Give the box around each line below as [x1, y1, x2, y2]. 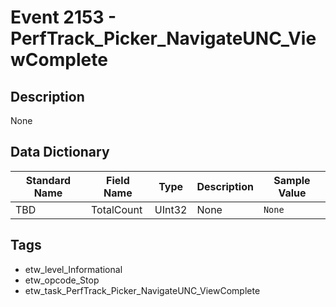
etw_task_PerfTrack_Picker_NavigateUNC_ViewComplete [24, 284, 261, 296]
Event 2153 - [10, 6, 117, 29]
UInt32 [154, 202, 188, 216]
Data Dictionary [10, 144, 110, 161]
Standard [25, 173, 72, 187]
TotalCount [90, 202, 143, 216]
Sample [273, 173, 311, 187]
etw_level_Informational [24, 263, 123, 275]
